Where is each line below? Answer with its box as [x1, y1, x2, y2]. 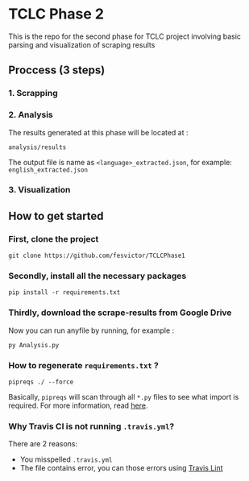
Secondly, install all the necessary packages [8, 271, 187, 282]
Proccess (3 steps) [8, 64, 106, 77]
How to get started [8, 209, 104, 222]
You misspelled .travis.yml [19, 454, 113, 464]
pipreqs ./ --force [8, 378, 74, 387]
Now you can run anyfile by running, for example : [8, 326, 175, 335]
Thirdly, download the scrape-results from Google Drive [8, 307, 232, 318]
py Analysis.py [8, 341, 60, 349]
